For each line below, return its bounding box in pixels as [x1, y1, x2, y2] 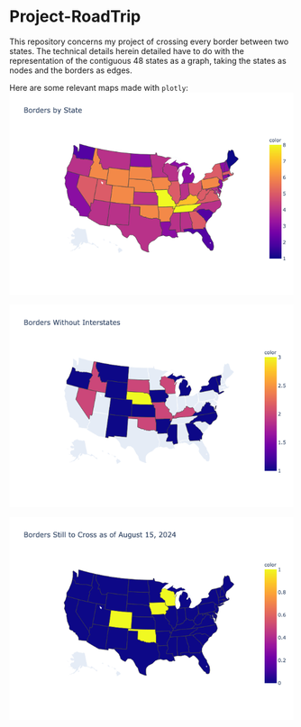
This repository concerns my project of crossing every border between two [9, 36, 289, 47]
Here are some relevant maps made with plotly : [9, 82, 189, 93]
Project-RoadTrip [9, 6, 141, 27]
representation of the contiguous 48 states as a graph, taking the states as [9, 55, 287, 66]
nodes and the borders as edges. [9, 65, 132, 76]
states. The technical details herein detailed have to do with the [9, 45, 245, 56]
